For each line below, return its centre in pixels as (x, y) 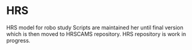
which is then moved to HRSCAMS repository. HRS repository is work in (96, 34)
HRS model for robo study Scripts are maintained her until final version (95, 27)
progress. (18, 40)
